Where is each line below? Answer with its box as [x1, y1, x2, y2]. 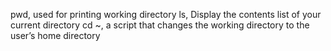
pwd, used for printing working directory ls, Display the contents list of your [10, 9, 322, 20]
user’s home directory [10, 30, 101, 41]
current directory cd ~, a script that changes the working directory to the [10, 19, 310, 31]
